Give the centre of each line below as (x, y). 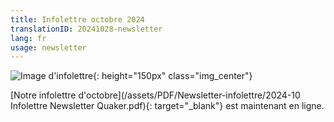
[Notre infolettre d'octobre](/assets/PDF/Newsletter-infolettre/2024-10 (155, 95)
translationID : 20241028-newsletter (86, 29)
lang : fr (28, 38)
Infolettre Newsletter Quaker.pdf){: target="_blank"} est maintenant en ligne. (167, 106)
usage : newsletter (48, 47)
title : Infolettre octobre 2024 (77, 19)
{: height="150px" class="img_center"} (173, 76)
